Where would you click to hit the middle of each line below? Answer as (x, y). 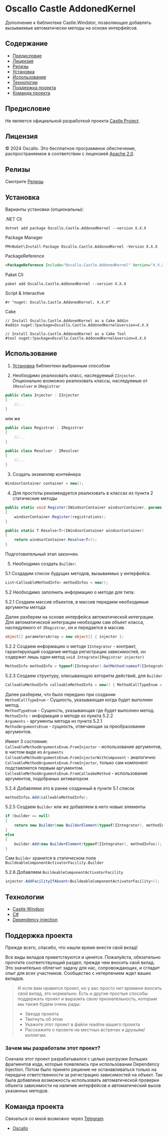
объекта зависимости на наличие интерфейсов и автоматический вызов (83, 1085)
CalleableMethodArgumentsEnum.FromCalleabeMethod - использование (76, 773)
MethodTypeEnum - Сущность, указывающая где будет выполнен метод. (80, 710)
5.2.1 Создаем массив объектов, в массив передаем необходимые (77, 602)
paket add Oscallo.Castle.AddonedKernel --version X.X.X (66, 284)
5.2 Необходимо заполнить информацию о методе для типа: (70, 592)
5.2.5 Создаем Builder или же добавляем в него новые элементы (75, 807)
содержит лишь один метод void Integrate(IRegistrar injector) (75, 657)
